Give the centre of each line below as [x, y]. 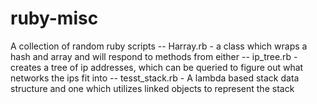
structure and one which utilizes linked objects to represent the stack [152, 88]
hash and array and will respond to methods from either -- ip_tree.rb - [154, 56]
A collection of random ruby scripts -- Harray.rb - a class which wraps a [159, 46]
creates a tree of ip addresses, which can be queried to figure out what [157, 67]
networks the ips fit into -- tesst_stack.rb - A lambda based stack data [155, 78]
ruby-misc [54, 18]
